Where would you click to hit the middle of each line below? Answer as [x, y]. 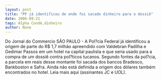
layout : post [18, 9]
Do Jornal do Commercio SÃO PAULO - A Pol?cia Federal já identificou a [78, 41]
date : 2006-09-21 [23, 18]
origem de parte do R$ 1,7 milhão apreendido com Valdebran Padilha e [76, 47]
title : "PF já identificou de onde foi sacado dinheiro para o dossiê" [79, 14]
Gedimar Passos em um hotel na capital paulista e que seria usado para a [79, 52]
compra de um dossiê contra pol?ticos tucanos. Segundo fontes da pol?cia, [81, 57]
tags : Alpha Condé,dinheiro [34, 23]
